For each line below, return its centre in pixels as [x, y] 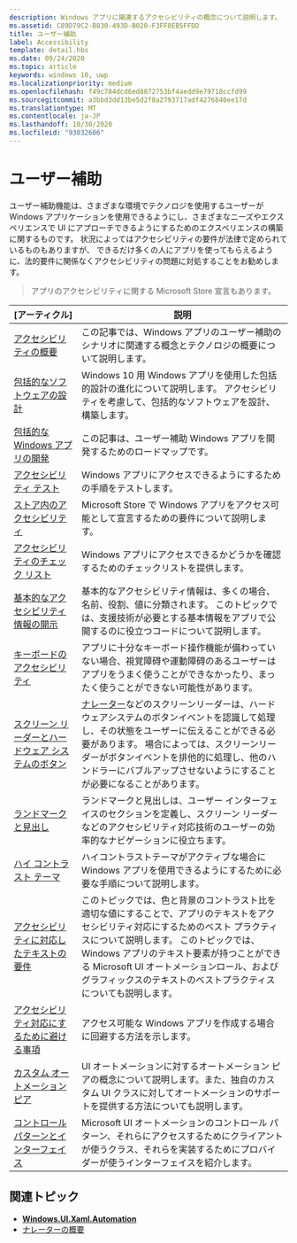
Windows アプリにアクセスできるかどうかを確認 [181, 555]
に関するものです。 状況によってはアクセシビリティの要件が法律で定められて [148, 238]
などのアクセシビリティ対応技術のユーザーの [174, 827]
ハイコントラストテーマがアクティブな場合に [174, 857]
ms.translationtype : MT [53, 108]
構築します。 [107, 415]
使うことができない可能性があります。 [178, 688]
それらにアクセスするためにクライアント [200, 1136]
